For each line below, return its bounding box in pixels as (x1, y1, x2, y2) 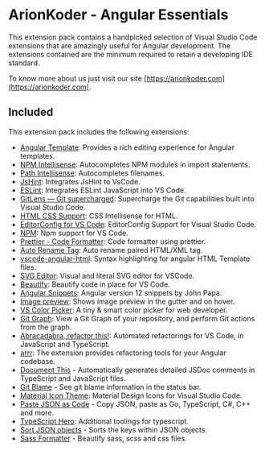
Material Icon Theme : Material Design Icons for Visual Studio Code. (19, 391, 243, 400)
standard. (8, 58, 40, 68)
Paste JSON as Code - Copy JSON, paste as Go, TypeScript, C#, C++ (19, 399, 251, 408)
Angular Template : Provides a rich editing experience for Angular (19, 143, 235, 152)
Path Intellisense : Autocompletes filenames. (19, 168, 165, 178)
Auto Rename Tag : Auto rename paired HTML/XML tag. (19, 245, 203, 254)
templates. (19, 151, 55, 160)
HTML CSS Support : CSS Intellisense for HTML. (19, 211, 178, 221)
